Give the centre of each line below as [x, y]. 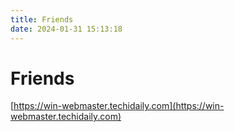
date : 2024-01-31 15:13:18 [66, 29]
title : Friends [42, 19]
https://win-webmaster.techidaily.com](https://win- [119, 106]
